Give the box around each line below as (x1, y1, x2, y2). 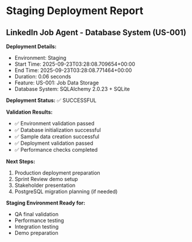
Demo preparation (14, 230, 58, 236)
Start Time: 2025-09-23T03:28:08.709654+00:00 (14, 60, 135, 67)
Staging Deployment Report (6, 4, 144, 18)
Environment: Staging (14, 54, 67, 61)
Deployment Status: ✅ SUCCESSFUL (6, 97, 97, 104)
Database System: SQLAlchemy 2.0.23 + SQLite (14, 86, 130, 92)
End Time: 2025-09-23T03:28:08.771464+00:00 (14, 67, 132, 74)
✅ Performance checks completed (14, 146, 98, 153)
